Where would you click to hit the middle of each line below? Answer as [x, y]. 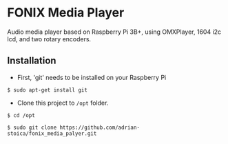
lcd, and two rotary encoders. [49, 39]
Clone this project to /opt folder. [63, 103]
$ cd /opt [21, 115]
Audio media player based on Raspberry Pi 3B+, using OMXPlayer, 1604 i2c [114, 32]
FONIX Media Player [66, 13]
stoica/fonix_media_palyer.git [52, 133]
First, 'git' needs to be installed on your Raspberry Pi [92, 77]
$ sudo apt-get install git [48, 90]
